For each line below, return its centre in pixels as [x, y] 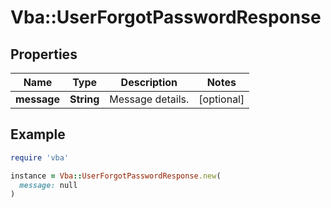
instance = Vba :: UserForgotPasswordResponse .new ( [116, 176]
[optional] [221, 99]
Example [38, 134]
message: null [48, 185]
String [84, 99]
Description [149, 82]
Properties [44, 54]
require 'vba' [40, 157]
